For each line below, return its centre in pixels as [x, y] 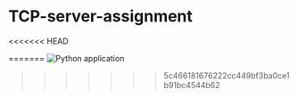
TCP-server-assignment [101, 16]
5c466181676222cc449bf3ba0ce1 [227, 75]
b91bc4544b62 [192, 85]
